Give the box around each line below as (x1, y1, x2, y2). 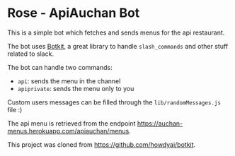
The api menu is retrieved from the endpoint (7, 119, 136, 128)
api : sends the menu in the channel (17, 76, 121, 85)
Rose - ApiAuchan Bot (7, 5, 140, 21)
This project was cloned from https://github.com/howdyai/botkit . (7, 140, 196, 149)
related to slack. (7, 49, 55, 58)
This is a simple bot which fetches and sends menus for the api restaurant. (7, 28, 225, 37)
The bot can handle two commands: (7, 63, 113, 71)
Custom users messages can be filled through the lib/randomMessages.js (7, 97, 222, 107)
